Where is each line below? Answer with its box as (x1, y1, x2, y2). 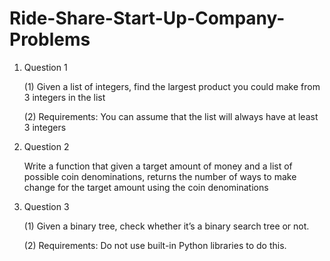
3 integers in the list (23, 91, 106, 103)
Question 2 (23, 140, 70, 152)
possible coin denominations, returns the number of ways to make (23, 170, 297, 182)
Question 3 (23, 200, 70, 212)
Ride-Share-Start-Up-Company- (9, 7, 286, 30)
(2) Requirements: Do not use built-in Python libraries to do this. (23, 239, 287, 251)
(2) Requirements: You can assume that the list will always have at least (23, 110, 319, 122)
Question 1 (23, 61, 68, 73)
